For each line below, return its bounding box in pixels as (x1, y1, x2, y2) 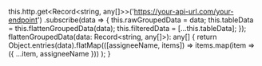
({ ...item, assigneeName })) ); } (8, 49, 111, 58)
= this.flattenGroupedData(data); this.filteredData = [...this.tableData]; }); (8, 24, 247, 33)
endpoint (8, 15, 38, 25)
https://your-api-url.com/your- (133, 7, 234, 16)
